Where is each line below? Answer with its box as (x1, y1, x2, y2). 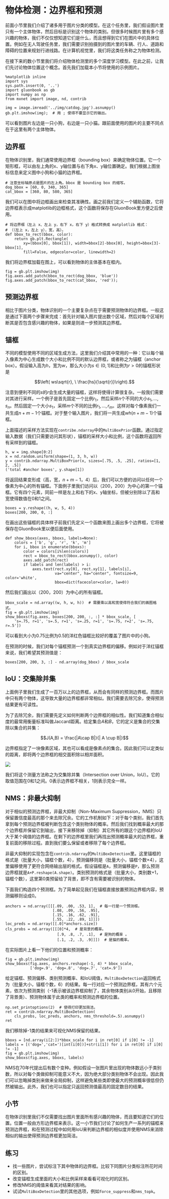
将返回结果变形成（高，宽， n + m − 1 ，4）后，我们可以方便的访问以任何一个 (5, 476, 163, 483)
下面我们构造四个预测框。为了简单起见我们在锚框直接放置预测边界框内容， (5, 886, 159, 892)
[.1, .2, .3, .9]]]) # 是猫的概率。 (57, 937, 132, 942)
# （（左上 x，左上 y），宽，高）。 (5, 227, 66, 232)
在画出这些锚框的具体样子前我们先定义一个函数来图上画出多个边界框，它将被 (5, 519, 164, 525)
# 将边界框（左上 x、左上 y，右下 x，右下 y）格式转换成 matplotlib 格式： (5, 222, 148, 227)
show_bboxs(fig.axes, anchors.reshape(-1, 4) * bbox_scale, (5, 961, 134, 966)
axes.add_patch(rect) (23, 557, 69, 563)
